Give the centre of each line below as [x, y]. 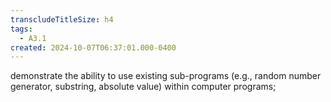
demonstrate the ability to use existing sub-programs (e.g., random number [166, 76]
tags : [21, 29]
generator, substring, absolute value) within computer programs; [143, 87]
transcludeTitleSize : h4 [62, 19]
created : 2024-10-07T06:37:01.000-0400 [93, 47]
